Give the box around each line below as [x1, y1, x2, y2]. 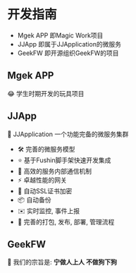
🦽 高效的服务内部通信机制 [17, 166, 92, 175]
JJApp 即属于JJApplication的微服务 [17, 40, 122, 48]
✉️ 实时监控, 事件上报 [17, 206, 80, 215]
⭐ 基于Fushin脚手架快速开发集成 [17, 156, 111, 164]
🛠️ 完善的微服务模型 [17, 145, 75, 153]
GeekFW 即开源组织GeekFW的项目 [17, 49, 119, 57]
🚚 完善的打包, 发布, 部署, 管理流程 [17, 217, 115, 226]
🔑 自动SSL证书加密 [17, 186, 73, 195]
